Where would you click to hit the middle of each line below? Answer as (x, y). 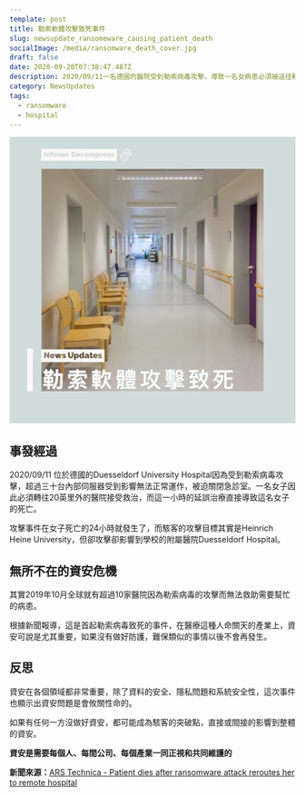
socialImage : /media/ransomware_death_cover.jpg (103, 48)
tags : (20, 95)
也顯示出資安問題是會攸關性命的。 (73, 702)
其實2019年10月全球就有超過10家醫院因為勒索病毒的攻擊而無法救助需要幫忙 (150, 594)
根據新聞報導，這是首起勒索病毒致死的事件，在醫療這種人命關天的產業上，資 (152, 625)
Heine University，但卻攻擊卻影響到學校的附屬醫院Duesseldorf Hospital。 (148, 540)
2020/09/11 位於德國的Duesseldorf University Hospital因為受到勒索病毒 (143, 475)
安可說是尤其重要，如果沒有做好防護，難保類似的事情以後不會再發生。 (141, 637)
